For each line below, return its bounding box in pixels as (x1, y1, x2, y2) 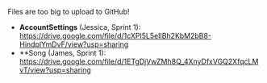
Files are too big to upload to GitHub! (7, 7, 130, 16)
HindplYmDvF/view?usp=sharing (19, 39, 129, 49)
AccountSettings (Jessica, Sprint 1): (19, 23, 141, 31)
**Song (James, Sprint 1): (19, 48, 106, 57)
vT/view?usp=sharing (19, 65, 92, 75)
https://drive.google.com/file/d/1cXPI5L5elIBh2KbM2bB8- (19, 31, 211, 40)
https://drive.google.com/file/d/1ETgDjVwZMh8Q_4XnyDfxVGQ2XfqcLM (19, 56, 259, 66)
